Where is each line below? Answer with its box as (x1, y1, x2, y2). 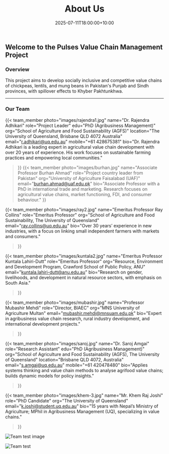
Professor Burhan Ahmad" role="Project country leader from (17, 170, 143, 176)
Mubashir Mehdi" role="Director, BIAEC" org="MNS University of (5, 304, 140, 311)
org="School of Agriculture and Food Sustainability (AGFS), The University (5, 351, 160, 357)
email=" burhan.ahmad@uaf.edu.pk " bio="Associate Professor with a (17, 180, 160, 187)
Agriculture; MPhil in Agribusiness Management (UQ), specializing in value (5, 408, 160, 415)
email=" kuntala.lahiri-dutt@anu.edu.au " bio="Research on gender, (5, 269, 143, 275)
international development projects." (5, 321, 80, 327)
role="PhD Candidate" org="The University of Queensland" (5, 397, 128, 403)
